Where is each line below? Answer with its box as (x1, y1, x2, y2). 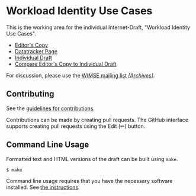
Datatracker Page (14, 47, 58, 54)
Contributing (6, 89, 54, 99)
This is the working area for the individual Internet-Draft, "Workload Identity (6, 24, 191, 31)
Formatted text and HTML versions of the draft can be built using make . (6, 155, 178, 162)
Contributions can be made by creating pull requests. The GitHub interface (6, 116, 188, 123)
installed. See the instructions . (6, 184, 80, 191)
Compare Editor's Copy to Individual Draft (14, 60, 117, 68)
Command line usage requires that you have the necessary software (6, 178, 173, 185)
